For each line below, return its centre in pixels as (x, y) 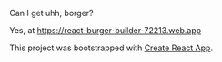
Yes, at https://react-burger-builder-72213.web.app (106, 30)
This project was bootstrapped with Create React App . (111, 48)
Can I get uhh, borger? (51, 13)
